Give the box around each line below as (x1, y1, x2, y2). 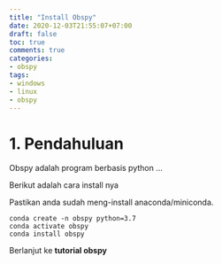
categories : (9, 54, 53, 63)
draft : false (9, 29, 57, 38)
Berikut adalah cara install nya (9, 180, 119, 190)
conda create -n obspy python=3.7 (9, 214, 137, 223)
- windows (9, 79, 46, 88)
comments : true (9, 46, 65, 55)
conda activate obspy (9, 222, 89, 231)
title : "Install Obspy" (9, 12, 97, 22)
